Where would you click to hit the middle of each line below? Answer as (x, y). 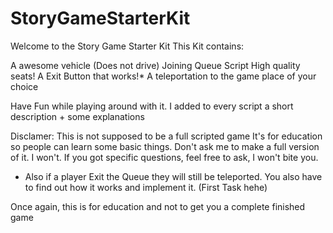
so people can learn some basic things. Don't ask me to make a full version (165, 146)
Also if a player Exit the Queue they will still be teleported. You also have (173, 176)
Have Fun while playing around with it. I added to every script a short (152, 106)
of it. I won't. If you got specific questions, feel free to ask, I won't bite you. (164, 157)
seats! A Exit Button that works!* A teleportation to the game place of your (163, 76)
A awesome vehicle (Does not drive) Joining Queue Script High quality (155, 65)
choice (24, 86)
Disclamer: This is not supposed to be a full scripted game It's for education (166, 136)
